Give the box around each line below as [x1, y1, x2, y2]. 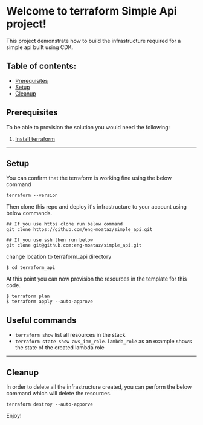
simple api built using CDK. [6, 44, 74, 51]
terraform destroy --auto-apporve [6, 401, 94, 407]
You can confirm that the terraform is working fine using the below [6, 174, 172, 182]
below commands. [6, 210, 53, 217]
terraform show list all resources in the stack [14, 331, 126, 339]
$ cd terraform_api [6, 265, 56, 271]
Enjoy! [6, 412, 22, 419]
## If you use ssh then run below [6, 237, 94, 243]
